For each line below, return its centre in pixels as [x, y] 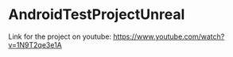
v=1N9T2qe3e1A [35, 44]
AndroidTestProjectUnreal [97, 15]
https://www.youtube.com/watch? [169, 36]
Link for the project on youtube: [60, 36]
